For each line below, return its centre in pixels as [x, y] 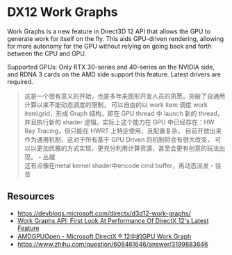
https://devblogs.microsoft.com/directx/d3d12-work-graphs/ [104, 213]
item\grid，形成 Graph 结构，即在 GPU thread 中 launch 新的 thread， [124, 113]
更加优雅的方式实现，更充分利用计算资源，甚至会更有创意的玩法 [128, 148]
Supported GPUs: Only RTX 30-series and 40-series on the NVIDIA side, [111, 67]
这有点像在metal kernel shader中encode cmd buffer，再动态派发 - [119, 165]
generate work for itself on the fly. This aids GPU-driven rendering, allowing [116, 38]
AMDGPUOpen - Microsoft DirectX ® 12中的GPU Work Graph [104, 236]
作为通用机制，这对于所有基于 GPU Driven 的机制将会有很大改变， [119, 139]
